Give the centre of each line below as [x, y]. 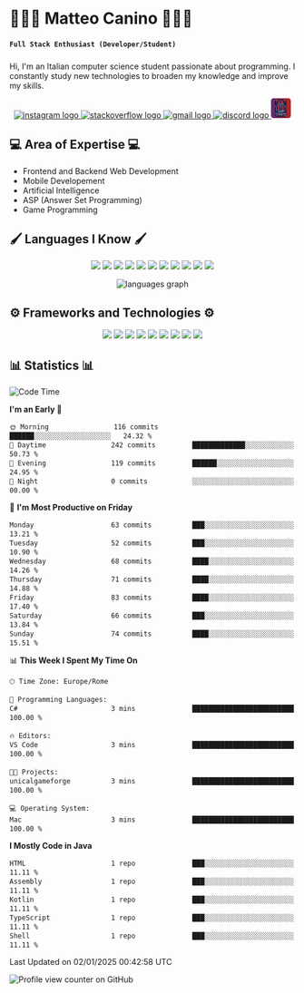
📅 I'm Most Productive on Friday [71, 508]
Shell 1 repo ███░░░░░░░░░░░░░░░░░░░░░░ [152, 936]
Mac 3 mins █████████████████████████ [152, 820]
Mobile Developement [64, 180]
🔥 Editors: [30, 736]
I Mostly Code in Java [51, 846]
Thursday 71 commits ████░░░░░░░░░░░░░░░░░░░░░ [152, 579]
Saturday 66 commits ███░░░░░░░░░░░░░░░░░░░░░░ [152, 616]
